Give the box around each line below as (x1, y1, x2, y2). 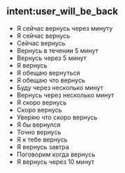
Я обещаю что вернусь (16, 76, 85, 84)
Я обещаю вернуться (16, 68, 80, 77)
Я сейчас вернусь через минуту (16, 24, 113, 32)
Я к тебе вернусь (16, 135, 68, 144)
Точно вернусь (16, 128, 61, 136)
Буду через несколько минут (16, 83, 104, 91)
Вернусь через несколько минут (16, 91, 115, 99)
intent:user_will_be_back (6, 6, 119, 17)
